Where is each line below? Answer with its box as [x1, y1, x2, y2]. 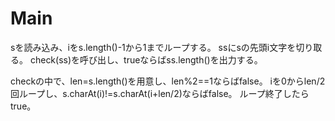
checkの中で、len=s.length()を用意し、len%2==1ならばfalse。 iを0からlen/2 [10, 75, 326, 87]
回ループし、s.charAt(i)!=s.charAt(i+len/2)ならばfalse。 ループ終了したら [10, 87, 310, 99]
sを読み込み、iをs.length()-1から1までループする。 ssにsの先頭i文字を [10, 41, 297, 53]
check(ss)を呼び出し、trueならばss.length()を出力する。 [29, 53, 263, 66]
